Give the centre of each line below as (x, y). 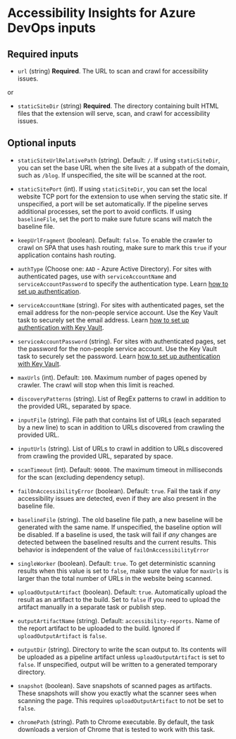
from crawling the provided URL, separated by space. (95, 456)
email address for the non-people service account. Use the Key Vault (118, 312)
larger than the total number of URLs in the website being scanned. (115, 578)
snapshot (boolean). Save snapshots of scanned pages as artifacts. (115, 685)
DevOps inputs (52, 28)
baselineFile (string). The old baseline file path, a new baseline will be (120, 519)
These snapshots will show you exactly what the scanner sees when (117, 693)
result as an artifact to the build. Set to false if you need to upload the (119, 599)
